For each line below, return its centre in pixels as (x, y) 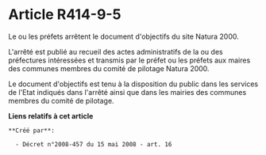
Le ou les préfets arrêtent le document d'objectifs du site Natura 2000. (124, 36)
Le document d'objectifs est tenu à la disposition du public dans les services (133, 84)
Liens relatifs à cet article (51, 115)
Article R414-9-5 (65, 15)
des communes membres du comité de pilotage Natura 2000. (109, 68)
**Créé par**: (32, 130)
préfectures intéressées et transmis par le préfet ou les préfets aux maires (129, 60)
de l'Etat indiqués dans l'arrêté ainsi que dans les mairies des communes (127, 92)
